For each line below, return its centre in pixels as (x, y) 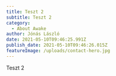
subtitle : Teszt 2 (29, 17)
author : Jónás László (33, 34)
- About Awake (29, 28)
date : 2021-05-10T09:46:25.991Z (46, 39)
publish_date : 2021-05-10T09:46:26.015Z (57, 45)
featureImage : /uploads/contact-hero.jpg (58, 51)
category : (18, 23)
